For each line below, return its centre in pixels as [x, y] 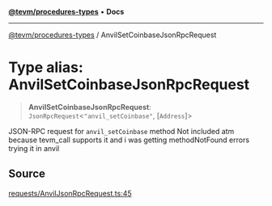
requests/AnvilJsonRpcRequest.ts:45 [70, 193]
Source [27, 174]
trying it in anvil [34, 148]
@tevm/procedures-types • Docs [66, 12]
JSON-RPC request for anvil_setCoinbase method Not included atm [121, 131]
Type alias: [46, 67]
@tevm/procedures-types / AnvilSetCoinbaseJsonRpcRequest [113, 35]
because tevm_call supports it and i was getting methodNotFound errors [129, 140]
